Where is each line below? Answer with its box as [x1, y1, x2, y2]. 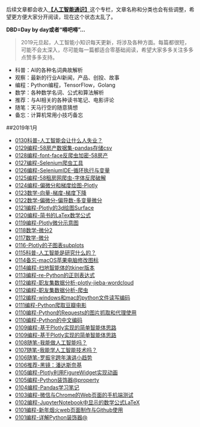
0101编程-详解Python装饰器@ [14, 414, 88, 421]
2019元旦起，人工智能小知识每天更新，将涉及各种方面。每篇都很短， [20, 39, 190, 46]
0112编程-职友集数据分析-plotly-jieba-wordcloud [14, 279, 134, 286]
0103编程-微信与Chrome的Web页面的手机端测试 [14, 392, 134, 398]
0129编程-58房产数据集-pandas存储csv [14, 144, 112, 152]
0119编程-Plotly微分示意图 [14, 219, 79, 226]
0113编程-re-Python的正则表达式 [14, 272, 96, 278]
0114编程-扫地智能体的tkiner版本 [14, 264, 95, 271]
